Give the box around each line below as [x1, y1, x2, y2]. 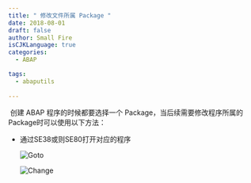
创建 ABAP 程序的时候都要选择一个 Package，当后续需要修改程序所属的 [10, 108, 244, 117]
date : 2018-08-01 [8, 19, 66, 27]
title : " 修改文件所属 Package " [8, 11, 112, 20]
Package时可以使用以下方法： [8, 117, 107, 127]
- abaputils [15, 77, 55, 86]
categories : [8, 48, 48, 56]
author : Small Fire [8, 33, 73, 42]
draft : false [8, 26, 51, 34]
